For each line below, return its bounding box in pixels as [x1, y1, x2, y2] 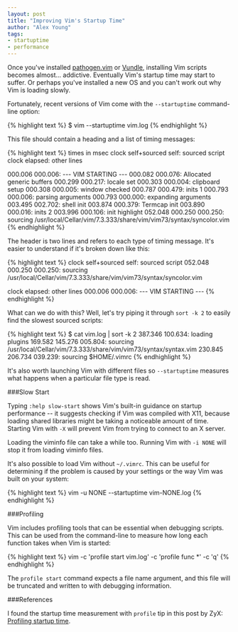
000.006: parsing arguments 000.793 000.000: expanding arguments [7, 193, 212, 201]
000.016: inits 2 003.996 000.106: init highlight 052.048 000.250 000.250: [7, 208, 225, 216]
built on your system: [7, 475, 69, 483]
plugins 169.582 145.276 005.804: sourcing [7, 338, 134, 346]
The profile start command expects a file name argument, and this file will [7, 574, 231, 582]
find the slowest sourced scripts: [7, 316, 103, 324]
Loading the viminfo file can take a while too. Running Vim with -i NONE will [7, 438, 227, 446]
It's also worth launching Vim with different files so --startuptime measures [7, 366, 229, 375]
